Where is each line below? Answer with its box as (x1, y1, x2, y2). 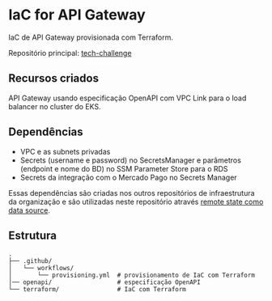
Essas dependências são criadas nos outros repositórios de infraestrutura (8, 188, 255, 197)
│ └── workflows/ (8, 265, 74, 273)
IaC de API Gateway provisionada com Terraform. (8, 32, 174, 42)
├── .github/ (8, 257, 53, 265)
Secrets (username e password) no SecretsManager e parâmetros (19, 155, 241, 165)
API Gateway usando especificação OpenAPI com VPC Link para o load (8, 93, 247, 103)
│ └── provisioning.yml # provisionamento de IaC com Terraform (8, 271, 255, 280)
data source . (8, 205, 51, 215)
